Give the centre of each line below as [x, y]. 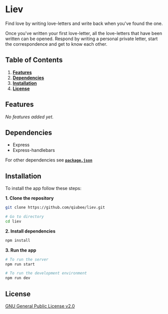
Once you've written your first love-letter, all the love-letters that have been [84, 33]
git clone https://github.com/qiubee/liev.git [55, 208]
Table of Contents [34, 60]
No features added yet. [30, 117]
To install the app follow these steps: [44, 189]
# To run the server [27, 259]
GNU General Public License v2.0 [40, 306]
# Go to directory [25, 217]
